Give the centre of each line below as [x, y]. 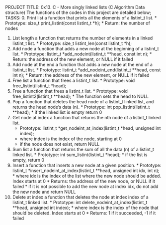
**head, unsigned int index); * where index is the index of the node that [85, 208]
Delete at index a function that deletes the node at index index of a [81, 197]
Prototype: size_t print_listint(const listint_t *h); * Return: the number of [78, 23]
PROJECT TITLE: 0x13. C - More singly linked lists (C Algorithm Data [75, 7]
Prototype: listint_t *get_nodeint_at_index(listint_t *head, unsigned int [90, 128]
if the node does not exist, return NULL [60, 144]
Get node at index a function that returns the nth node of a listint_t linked [86, 117]
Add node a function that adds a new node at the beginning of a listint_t [85, 49]
